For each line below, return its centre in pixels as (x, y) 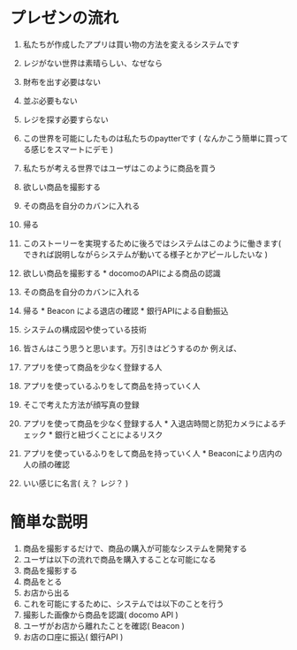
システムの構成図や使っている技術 (84, 329)
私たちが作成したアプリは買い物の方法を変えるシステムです (131, 44)
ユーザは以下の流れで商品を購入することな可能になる (119, 559)
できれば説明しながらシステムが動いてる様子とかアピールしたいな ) (145, 254)
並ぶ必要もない (50, 100)
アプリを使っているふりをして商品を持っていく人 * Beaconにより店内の (152, 453)
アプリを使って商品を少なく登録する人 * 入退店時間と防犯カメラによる (151, 423)
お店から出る (46, 593)
